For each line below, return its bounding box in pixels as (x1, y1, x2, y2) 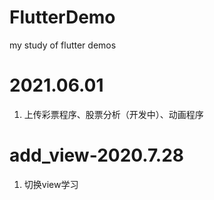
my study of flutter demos (9, 39, 117, 51)
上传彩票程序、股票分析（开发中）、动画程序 (23, 108, 204, 120)
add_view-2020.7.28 (9, 144, 185, 167)
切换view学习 (23, 178, 79, 190)
